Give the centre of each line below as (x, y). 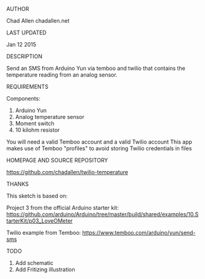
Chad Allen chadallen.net (38, 21)
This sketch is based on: (37, 196)
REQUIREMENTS (28, 86)
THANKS (17, 184)
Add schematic (34, 263)
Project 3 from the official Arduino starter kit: (63, 208)
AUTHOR (18, 9)
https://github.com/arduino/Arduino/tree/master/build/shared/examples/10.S (102, 214)
